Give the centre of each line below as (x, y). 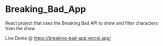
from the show (20, 28)
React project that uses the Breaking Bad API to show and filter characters (82, 23)
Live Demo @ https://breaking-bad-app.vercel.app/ (58, 38)
